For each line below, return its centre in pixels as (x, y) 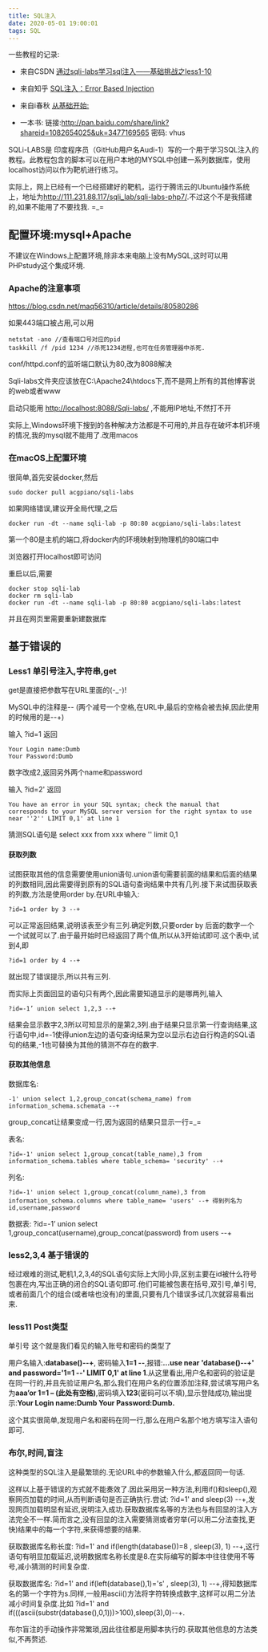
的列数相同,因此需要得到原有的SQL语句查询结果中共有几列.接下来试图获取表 (133, 884)
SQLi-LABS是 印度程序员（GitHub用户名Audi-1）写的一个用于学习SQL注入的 (134, 150)
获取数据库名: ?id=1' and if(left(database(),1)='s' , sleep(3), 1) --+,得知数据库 (133, 1583)
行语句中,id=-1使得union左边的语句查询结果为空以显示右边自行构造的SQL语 (132, 1034)
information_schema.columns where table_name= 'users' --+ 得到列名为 (125, 1201)
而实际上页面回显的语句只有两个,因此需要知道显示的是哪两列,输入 (116, 993)
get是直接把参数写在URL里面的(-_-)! (68, 690)
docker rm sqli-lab (41, 596)
